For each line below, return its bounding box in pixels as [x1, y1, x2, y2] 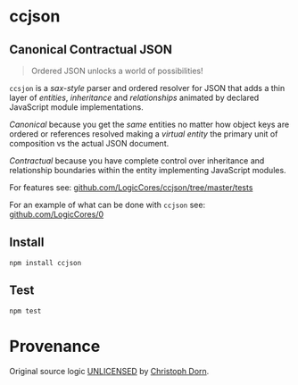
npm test [9, 306, 42, 315]
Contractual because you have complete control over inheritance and [9, 155, 265, 166]
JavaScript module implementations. [9, 102, 145, 113]
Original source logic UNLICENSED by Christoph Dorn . [9, 365, 210, 376]
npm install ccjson [9, 258, 82, 267]
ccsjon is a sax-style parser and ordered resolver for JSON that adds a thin [9, 83, 286, 93]
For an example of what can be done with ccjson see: [9, 199, 206, 210]
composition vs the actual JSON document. [9, 138, 170, 148]
